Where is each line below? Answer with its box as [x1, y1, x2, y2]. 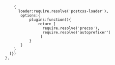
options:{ [20, 13, 40, 18]
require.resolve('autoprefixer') [42, 30, 111, 35]
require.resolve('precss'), [42, 26, 100, 31]
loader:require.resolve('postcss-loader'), [18, 9, 109, 14]
